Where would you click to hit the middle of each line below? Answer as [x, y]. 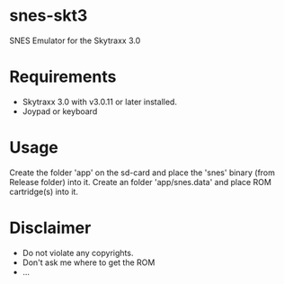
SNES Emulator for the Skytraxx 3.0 [75, 40]
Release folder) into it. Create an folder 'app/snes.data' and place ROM [141, 182]
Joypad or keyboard [60, 111]
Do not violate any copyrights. [78, 253]
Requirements [63, 77]
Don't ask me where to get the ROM [89, 262]
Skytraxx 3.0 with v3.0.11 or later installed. [100, 102]
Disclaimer [50, 228]
